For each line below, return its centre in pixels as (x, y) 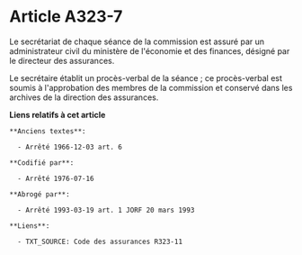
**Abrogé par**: (40, 194)
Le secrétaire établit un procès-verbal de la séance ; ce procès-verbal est (146, 77)
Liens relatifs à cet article (58, 114)
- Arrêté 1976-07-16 (56, 178)
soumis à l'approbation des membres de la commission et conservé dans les (151, 87)
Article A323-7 (66, 17)
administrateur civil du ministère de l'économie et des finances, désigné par (150, 50)
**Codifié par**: (42, 163)
